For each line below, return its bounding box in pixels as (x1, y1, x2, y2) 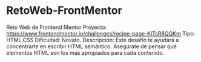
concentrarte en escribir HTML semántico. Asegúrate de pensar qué (6, 43, 177, 50)
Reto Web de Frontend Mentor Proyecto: (6, 23, 107, 31)
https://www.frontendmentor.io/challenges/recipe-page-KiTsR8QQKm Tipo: (6, 29, 196, 37)
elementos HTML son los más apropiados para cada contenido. (6, 49, 165, 56)
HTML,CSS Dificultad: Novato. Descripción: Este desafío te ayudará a (6, 36, 179, 43)
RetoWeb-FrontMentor (6, 4, 122, 17)
